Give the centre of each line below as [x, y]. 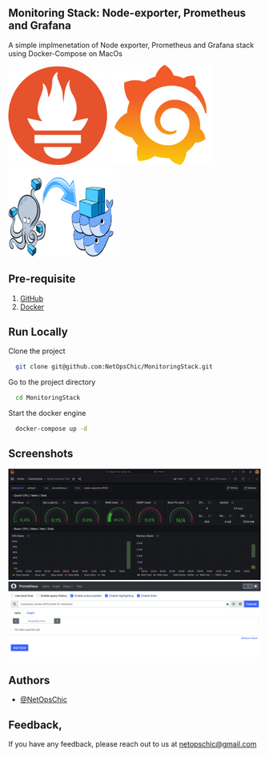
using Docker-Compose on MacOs [65, 53]
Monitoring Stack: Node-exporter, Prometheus [127, 13]
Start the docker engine [47, 413]
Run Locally [38, 332]
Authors [29, 680]
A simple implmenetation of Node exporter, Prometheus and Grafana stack [131, 45]
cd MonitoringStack [48, 398]
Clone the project [37, 351]
